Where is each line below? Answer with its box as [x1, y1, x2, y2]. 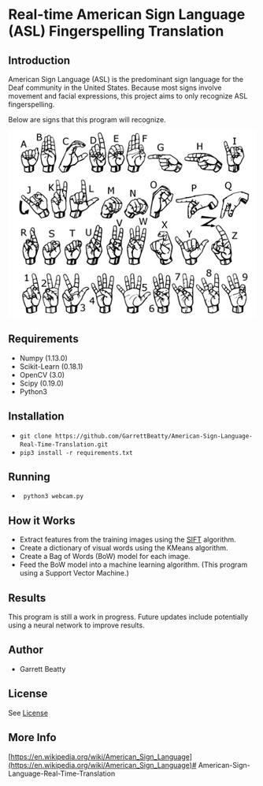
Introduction [8, 54, 71, 67]
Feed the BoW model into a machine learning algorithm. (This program [19, 560, 248, 569]
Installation [8, 410, 65, 423]
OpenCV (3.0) [19, 370, 65, 379]
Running [8, 471, 51, 484]
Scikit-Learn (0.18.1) [19, 361, 83, 371]
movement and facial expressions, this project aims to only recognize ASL [8, 91, 248, 100]
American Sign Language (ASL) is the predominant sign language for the [8, 75, 244, 84]
